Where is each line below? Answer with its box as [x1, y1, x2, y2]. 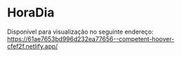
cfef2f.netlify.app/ [7, 42, 58, 50]
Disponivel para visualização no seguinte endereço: [7, 27, 153, 36]
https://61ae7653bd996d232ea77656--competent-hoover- [7, 34, 175, 43]
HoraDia [7, 5, 55, 21]
